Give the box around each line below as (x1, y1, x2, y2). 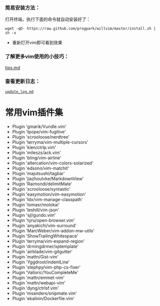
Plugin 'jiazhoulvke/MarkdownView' (12, 176, 84, 181)
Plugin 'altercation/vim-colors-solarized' (12, 160, 94, 166)
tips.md (5, 65, 20, 71)
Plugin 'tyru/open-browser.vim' (12, 217, 75, 223)
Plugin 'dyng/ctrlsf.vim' (12, 285, 59, 291)
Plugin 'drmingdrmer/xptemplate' (12, 243, 79, 249)
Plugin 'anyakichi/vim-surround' (12, 222, 77, 229)
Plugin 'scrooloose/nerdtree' (12, 134, 70, 140)
